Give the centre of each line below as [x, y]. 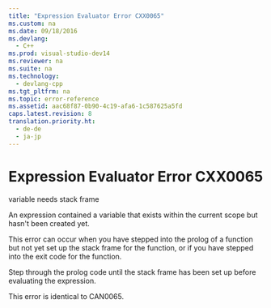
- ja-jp [29, 136]
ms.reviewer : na [36, 62]
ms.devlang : [28, 38]
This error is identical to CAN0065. [66, 296]
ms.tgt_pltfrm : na [39, 91]
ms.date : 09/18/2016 [43, 31]
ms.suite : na [30, 69]
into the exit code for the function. [65, 256]
